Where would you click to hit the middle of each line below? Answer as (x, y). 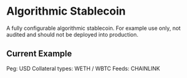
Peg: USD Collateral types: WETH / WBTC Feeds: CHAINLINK (83, 68)
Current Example (39, 54)
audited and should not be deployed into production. (72, 34)
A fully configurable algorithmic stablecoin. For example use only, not (94, 28)
